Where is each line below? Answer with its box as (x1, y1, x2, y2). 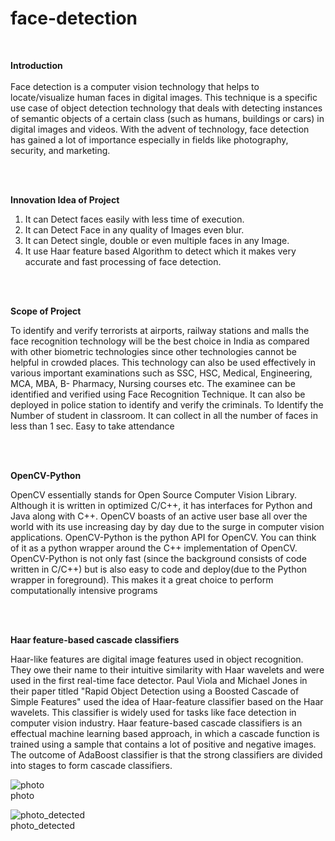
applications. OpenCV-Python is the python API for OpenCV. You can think (10, 531, 317, 543)
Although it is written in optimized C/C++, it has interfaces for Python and (10, 499, 313, 511)
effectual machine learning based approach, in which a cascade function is (10, 727, 320, 739)
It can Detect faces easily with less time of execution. (24, 213, 245, 225)
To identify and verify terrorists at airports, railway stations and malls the (10, 324, 310, 336)
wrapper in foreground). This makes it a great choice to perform (10, 573, 274, 586)
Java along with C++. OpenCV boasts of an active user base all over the (10, 510, 308, 522)
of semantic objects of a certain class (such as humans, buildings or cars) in (10, 112, 325, 124)
